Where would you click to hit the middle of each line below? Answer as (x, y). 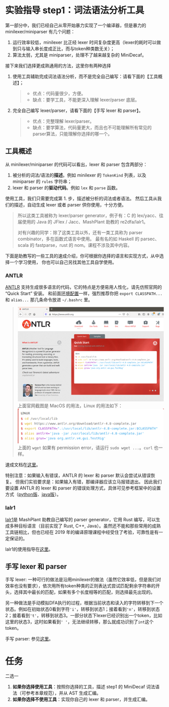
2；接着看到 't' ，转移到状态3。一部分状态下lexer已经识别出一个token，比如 (84, 616)
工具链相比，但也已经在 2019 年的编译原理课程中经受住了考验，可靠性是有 (82, 532)
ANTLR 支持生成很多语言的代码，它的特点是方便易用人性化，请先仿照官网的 (84, 287)
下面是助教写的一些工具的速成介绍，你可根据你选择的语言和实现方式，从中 (82, 256)
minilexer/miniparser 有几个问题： (40, 31)
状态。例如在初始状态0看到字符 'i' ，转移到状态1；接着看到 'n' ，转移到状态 (82, 609)
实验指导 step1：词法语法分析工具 (75, 10)
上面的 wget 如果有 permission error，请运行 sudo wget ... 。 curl (85, 448)
